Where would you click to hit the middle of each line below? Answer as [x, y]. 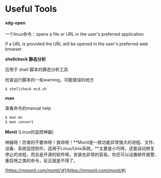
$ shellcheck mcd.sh [26, 89]
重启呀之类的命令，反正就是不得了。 [41, 161]
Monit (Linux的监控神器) [29, 132]
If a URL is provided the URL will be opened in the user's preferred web [77, 44]
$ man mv [14, 118]
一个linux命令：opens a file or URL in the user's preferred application [74, 34]
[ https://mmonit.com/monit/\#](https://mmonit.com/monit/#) [65, 170]
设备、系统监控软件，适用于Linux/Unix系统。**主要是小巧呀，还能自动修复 [80, 148]
